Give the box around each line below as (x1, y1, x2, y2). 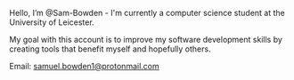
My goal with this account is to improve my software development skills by (9, 35, 283, 44)
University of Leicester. (9, 17, 95, 28)
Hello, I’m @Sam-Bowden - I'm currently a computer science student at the (9, 8, 285, 18)
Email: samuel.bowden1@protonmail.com (9, 61, 159, 71)
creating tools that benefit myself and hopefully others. (9, 44, 211, 54)
